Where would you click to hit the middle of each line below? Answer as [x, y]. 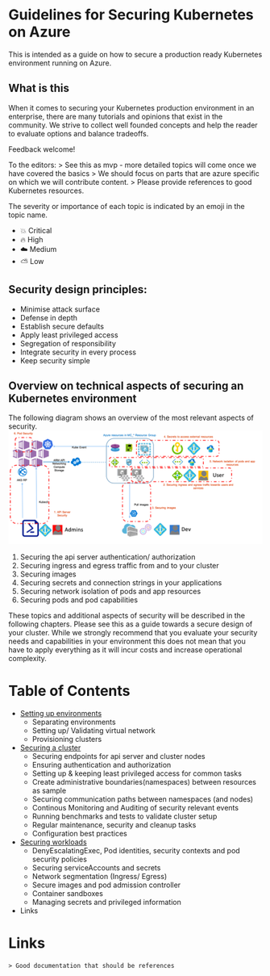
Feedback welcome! [42, 149]
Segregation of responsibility [68, 343]
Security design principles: [78, 289]
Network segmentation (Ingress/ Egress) [100, 876]
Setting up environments [61, 713]
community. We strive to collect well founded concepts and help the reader [133, 125]
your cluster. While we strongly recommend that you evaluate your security [133, 632]
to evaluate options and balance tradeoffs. [79, 133]
